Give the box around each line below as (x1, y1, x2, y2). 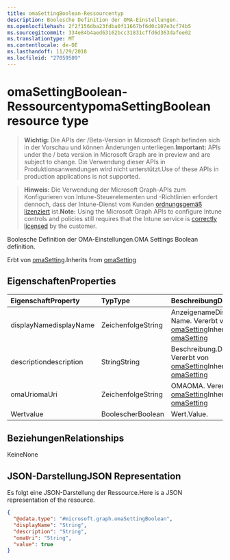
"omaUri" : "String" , (13, 535, 72, 542)
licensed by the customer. (23, 222, 97, 230)
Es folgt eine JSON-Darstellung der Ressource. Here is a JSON (7, 489, 183, 497)
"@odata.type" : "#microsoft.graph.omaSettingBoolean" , (13, 516, 173, 522)
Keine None (7, 450, 39, 459)
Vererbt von (170, 353, 209, 362)
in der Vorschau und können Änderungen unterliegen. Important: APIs (23, 143, 221, 151)
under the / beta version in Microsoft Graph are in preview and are (23, 150, 211, 158)
